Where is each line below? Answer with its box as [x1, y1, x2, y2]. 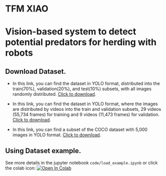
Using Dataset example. [5, 146, 81, 155]
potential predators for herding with [5, 37, 156, 48]
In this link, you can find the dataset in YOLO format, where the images [12, 101, 158, 107]
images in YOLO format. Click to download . [12, 132, 101, 138]
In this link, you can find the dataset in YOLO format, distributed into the [12, 81, 160, 87]
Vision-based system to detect [5, 26, 136, 38]
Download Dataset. [5, 67, 66, 76]
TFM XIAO [5, 3, 48, 15]
